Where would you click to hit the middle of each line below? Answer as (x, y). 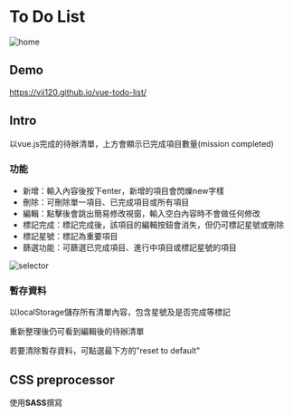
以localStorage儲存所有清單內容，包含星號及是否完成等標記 (120, 312)
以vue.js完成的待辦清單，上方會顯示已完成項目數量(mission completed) (142, 143)
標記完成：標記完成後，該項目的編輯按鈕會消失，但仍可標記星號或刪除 (153, 225)
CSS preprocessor (62, 379)
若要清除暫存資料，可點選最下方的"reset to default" (105, 351)
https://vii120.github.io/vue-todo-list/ (78, 92)
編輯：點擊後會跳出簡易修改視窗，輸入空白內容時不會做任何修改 (141, 213)
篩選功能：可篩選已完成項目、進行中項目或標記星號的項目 (129, 247)
